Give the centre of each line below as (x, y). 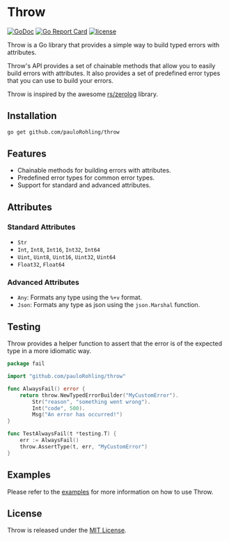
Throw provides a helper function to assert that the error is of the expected (115, 344)
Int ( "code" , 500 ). (59, 408)
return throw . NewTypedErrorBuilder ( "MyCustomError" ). (99, 395)
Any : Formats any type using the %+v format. (80, 297)
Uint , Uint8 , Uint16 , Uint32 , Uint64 (66, 257)
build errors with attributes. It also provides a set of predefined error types (114, 73)
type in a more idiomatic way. (49, 351)
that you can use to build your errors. (60, 80)
